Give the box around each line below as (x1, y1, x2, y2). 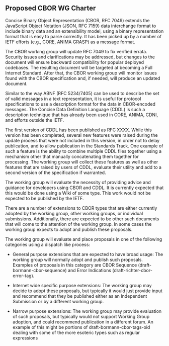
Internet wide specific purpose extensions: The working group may (12, 282, 152, 288)
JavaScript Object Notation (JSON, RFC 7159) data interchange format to (5, 23, 156, 29)
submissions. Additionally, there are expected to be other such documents (5, 216, 159, 222)
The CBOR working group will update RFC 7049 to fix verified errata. (5, 48, 147, 54)
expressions (12, 334, 38, 341)
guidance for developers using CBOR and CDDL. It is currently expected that (5, 185, 164, 191)
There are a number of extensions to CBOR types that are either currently (5, 205, 157, 211)
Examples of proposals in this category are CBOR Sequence (12, 262, 137, 268)
